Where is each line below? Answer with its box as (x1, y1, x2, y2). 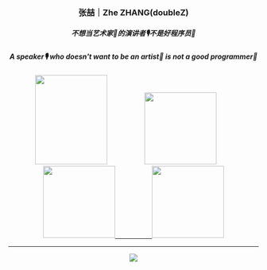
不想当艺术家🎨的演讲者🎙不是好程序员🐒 (71, 28, 196, 37)
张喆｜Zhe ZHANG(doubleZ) (78, 6, 189, 17)
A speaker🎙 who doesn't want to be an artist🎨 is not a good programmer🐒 (9, 52, 258, 61)
